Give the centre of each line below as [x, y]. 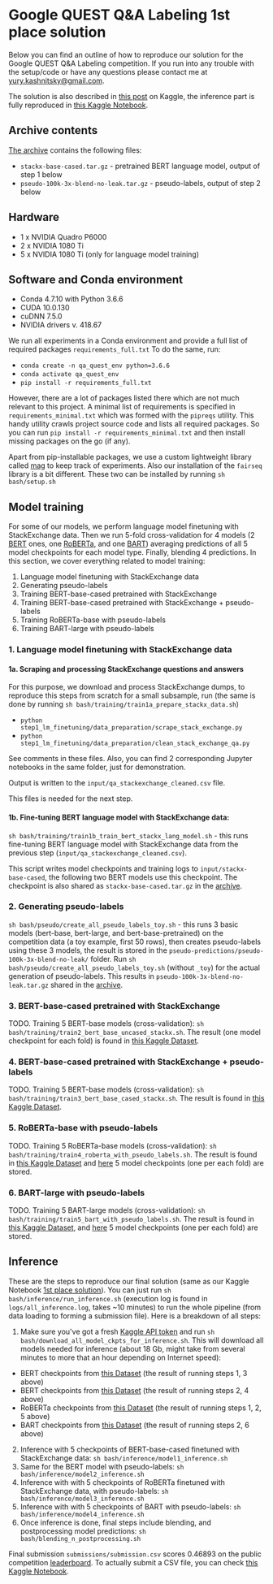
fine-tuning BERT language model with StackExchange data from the [123, 844]
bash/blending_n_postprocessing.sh [80, 1539]
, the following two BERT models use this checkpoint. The [141, 877]
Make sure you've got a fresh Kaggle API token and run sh [117, 1331]
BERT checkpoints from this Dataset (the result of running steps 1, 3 [134, 1373]
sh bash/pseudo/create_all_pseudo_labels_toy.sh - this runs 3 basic [123, 924]
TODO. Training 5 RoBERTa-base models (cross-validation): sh [113, 1145]
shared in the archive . [87, 985]
